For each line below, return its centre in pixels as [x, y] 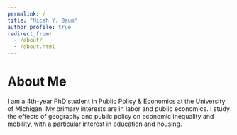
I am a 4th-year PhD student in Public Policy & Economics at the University [116, 101]
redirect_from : [30, 34]
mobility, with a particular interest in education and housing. [95, 124]
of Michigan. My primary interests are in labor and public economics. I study [119, 108]
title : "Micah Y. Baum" [43, 20]
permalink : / [27, 14]
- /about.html [34, 47]
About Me [37, 82]
